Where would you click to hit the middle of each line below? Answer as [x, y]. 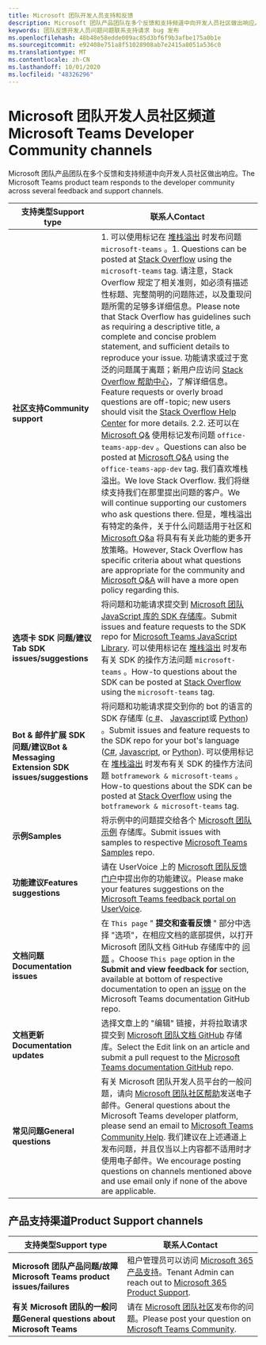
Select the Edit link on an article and [183, 1046]
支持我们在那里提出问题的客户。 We [174, 492]
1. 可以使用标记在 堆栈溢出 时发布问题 [171, 237]
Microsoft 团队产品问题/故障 [65, 1267]
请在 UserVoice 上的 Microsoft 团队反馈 [174, 867]
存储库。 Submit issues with [169, 832]
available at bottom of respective [162, 979]
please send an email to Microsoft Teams [177, 1126]
